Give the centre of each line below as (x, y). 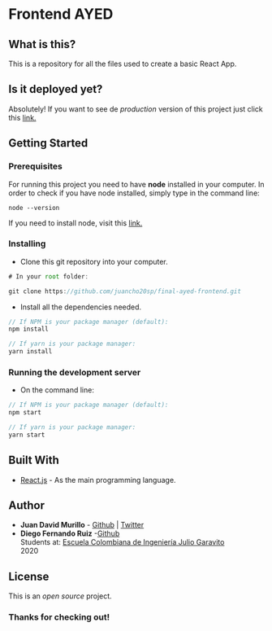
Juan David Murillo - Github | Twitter (82, 525)
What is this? (42, 44)
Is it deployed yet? (56, 89)
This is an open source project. (60, 596)
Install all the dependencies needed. (81, 307)
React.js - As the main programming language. (98, 480)
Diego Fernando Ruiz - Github (70, 533)
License (29, 576)
